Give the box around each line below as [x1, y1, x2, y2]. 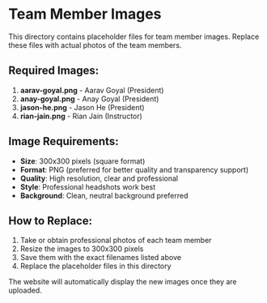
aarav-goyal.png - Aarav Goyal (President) [19, 85, 164, 95]
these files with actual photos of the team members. [8, 40, 182, 49]
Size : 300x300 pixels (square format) [19, 156, 146, 166]
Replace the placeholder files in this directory [19, 261, 172, 271]
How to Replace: [8, 214, 93, 228]
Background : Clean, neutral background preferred [19, 190, 189, 200]
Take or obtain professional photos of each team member [19, 236, 212, 245]
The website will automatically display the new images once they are [8, 277, 237, 287]
